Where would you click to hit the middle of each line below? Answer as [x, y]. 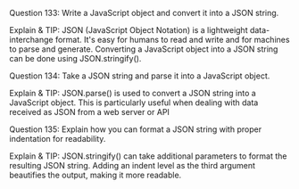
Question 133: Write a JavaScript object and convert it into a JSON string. [144, 13]
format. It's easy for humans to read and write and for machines [172, 40]
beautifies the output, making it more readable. [96, 175]
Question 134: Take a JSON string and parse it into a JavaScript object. [140, 76]
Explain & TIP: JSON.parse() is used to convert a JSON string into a [133, 93]
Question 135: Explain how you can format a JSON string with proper [135, 129]
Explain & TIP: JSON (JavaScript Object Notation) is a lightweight [129, 30]
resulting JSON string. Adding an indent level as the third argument [133, 165]
